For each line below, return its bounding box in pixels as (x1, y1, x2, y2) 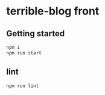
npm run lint (6, 83, 39, 89)
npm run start (6, 50, 42, 56)
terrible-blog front (6, 4, 100, 18)
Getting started (6, 28, 65, 39)
